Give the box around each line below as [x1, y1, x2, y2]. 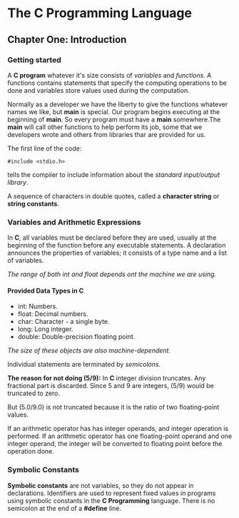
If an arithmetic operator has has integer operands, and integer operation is [7, 425, 229, 433]
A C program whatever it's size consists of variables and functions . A [7, 71, 212, 79]
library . [7, 178, 29, 186]
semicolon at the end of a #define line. [7, 504, 122, 512]
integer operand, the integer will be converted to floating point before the [7, 440, 223, 448]
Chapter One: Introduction [7, 34, 127, 46]
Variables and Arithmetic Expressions [7, 217, 141, 227]
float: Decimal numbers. [17, 310, 88, 318]
